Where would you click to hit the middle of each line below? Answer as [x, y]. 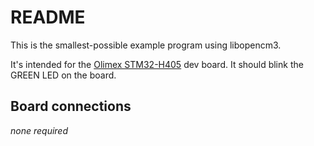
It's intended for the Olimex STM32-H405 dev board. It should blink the [157, 64]
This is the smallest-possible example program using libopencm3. [146, 45]
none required [39, 130]
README [48, 17]
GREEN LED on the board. [63, 75]
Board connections [71, 106]
